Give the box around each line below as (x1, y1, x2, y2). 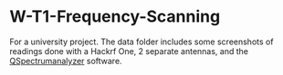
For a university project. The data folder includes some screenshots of (9, 36, 274, 47)
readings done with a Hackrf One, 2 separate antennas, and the (9, 45, 249, 56)
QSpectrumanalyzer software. (9, 55, 122, 66)
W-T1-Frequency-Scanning (9, 6, 221, 27)
